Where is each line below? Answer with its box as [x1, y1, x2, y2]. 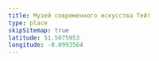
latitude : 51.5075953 [8, 33, 80, 42]
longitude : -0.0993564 [8, 41, 83, 49]
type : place [8, 19, 48, 27]
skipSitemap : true [8, 26, 69, 34]
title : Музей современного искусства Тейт [8, 11, 151, 20]
